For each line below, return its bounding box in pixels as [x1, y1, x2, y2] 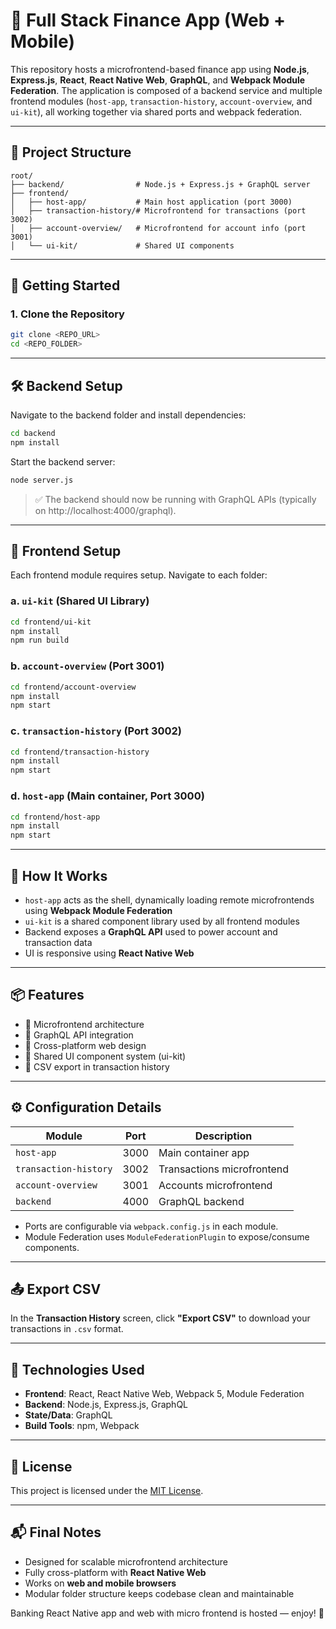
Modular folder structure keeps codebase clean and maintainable [24, 1587, 295, 1599]
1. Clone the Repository [10, 307, 125, 321]
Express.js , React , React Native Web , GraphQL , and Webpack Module [10, 74, 306, 86]
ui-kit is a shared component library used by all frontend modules [24, 915, 300, 927]
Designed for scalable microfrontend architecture [24, 1555, 229, 1568]
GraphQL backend [158, 1194, 245, 1208]
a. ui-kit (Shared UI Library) [10, 594, 150, 608]
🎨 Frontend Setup [10, 543, 122, 560]
